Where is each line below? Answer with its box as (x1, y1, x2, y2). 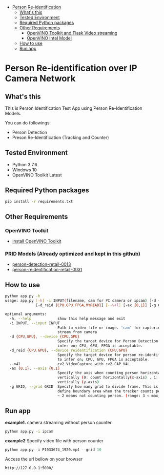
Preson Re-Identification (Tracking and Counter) (12, 135, 109, 140)
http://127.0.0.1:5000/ (5, 466, 54, 471)
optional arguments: (5, 312, 47, 317)
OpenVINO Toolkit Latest (12, 172, 62, 178)
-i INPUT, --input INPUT (9, 320, 60, 326)
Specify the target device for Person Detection (57, 339, 159, 344)
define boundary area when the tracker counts (57, 389, 154, 394)
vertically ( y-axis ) (57, 380, 99, 385)
